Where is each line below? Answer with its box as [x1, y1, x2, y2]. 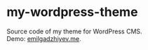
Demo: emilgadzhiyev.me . [6, 34, 81, 42]
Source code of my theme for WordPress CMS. [6, 27, 142, 35]
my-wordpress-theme [6, 4, 138, 20]
